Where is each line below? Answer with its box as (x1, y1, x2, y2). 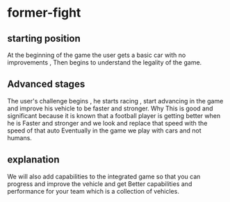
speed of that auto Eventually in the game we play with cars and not (7, 126, 202, 135)
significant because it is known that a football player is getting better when (7, 111, 221, 119)
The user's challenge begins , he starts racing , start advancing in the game (7, 96, 224, 105)
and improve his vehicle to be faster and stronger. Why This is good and (7, 104, 213, 112)
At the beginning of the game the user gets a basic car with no (7, 51, 186, 59)
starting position (7, 33, 81, 44)
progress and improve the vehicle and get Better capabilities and (7, 179, 192, 188)
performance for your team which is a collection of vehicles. (7, 187, 179, 195)
